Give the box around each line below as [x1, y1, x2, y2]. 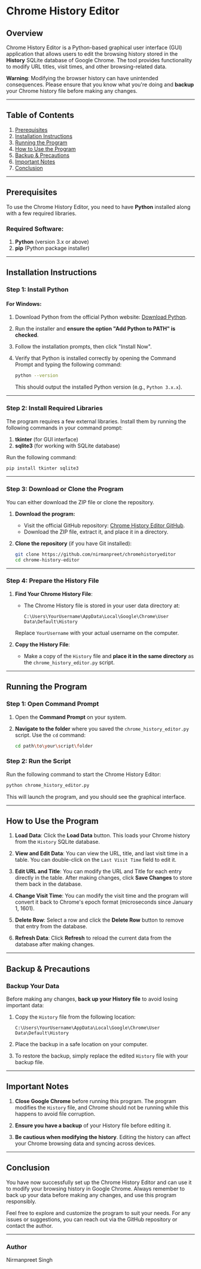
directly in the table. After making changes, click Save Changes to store [14, 874, 193, 882]
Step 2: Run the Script [6, 757, 71, 765]
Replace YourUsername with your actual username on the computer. [14, 629, 179, 636]
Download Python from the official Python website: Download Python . [14, 313, 187, 321]
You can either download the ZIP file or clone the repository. [6, 498, 154, 505]
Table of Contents [6, 110, 75, 120]
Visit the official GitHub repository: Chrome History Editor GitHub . [23, 522, 185, 529]
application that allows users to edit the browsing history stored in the [6, 50, 178, 57]
